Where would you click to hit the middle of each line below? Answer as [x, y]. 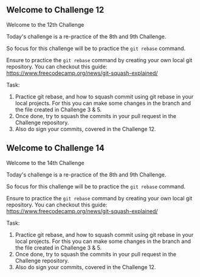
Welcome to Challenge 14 [55, 148]
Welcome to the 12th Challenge [45, 24]
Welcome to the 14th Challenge [45, 163]
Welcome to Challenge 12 [55, 10]
